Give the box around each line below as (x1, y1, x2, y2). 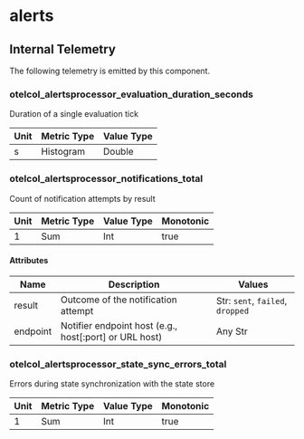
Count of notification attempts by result (9, 193, 156, 204)
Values (238, 278, 269, 291)
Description (108, 278, 160, 291)
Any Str (215, 325, 248, 338)
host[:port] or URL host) (60, 330, 163, 343)
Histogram (40, 146, 86, 158)
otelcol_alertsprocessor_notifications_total (9, 173, 204, 186)
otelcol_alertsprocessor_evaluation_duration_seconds (9, 88, 253, 100)
